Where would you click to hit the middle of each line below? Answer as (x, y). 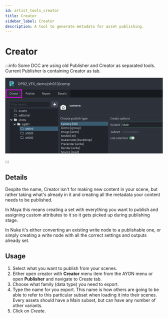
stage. (12, 220)
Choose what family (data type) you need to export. (65, 284)
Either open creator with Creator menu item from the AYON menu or (82, 273)
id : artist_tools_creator (32, 10)
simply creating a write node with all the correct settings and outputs (76, 235)
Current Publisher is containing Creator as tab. (53, 71)
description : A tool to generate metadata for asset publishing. (74, 26)
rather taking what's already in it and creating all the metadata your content (83, 194)
